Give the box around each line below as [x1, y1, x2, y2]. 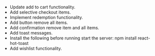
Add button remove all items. [9, 19, 68, 25]
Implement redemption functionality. [9, 15, 83, 20]
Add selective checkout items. [9, 9, 71, 15]
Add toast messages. [9, 30, 53, 36]
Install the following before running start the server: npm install [9, 35, 137, 41]
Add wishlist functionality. [9, 46, 62, 51]
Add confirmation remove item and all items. [9, 25, 100, 31]
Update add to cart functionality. [9, 4, 76, 10]
